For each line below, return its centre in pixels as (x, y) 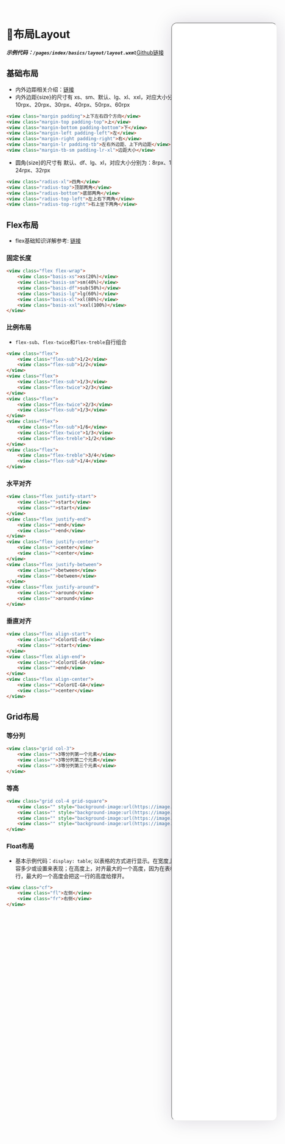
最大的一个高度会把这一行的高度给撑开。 (77, 876)
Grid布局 (23, 717)
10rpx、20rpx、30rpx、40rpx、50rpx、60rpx (72, 104)
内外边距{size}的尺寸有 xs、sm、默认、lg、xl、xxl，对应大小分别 (97, 97)
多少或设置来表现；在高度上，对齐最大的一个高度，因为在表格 (98, 868)
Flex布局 (23, 225)
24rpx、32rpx (33, 170)
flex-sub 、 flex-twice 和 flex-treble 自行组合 (71, 342)
